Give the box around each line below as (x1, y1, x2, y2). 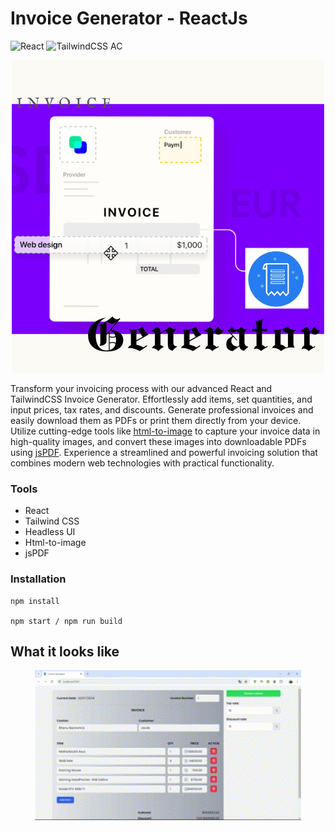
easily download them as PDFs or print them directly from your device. (10, 414, 302, 426)
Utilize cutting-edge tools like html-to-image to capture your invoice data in (10, 425, 321, 437)
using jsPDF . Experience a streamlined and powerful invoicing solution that (10, 446, 318, 458)
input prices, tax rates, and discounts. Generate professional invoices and (10, 403, 314, 416)
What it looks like (10, 643, 120, 660)
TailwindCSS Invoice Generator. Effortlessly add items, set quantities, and (10, 393, 313, 405)
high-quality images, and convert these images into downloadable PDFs (10, 435, 307, 447)
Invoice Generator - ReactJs (10, 7, 248, 30)
